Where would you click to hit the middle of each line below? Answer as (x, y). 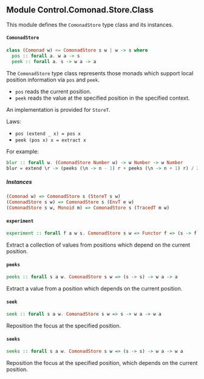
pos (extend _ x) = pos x (48, 134)
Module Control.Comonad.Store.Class (80, 10)
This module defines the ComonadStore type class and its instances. (90, 24)
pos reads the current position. (53, 91)
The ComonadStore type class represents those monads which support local (100, 73)
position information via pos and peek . (53, 80)
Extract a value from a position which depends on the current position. (94, 289)
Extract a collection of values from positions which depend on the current (98, 245)
